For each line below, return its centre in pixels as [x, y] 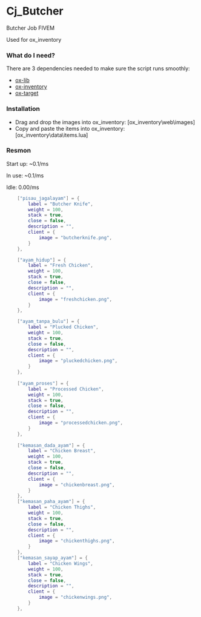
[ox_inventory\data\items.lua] [51, 135]
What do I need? [31, 55]
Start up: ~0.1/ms [28, 163]
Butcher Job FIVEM [31, 28]
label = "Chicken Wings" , [61, 563]
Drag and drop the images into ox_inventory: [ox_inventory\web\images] [105, 122]
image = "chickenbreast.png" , [77, 485]
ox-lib [22, 81]
